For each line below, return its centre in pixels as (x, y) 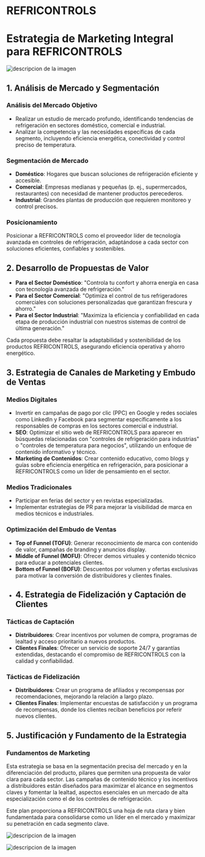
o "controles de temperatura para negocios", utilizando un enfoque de (103, 445)
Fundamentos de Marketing (48, 753)
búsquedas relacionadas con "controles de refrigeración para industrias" (107, 439)
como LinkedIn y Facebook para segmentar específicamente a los (98, 419)
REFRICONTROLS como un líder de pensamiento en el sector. (92, 471)
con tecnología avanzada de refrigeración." (69, 289)
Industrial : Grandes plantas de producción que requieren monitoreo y (103, 200)
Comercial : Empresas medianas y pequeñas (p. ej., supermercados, (101, 187)
